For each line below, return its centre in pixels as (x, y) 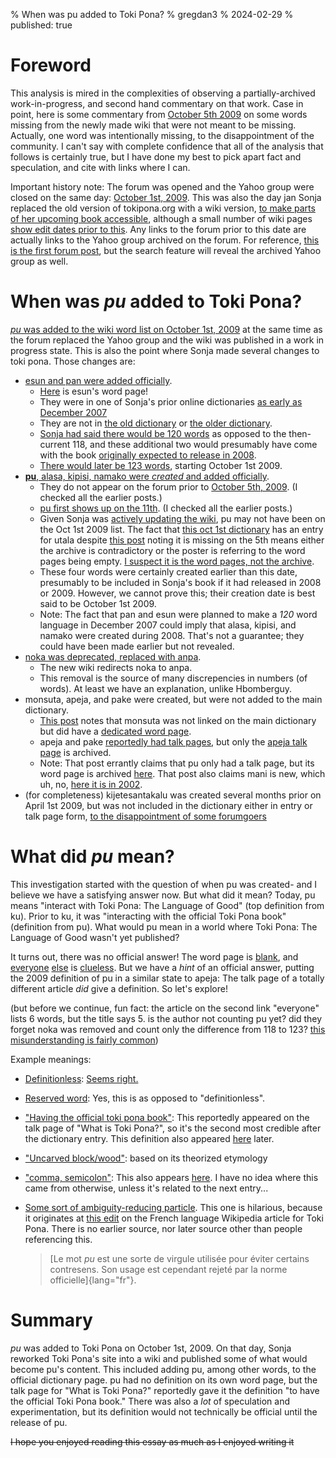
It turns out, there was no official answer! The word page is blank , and (154, 956)
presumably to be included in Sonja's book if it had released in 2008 (180, 582)
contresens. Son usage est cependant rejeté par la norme (168, 1269)
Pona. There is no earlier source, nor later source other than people (163, 1228)
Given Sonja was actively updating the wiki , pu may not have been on (182, 518)
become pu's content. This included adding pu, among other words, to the (163, 1369)
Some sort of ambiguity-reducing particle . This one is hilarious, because (173, 1207)
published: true (41, 25)
